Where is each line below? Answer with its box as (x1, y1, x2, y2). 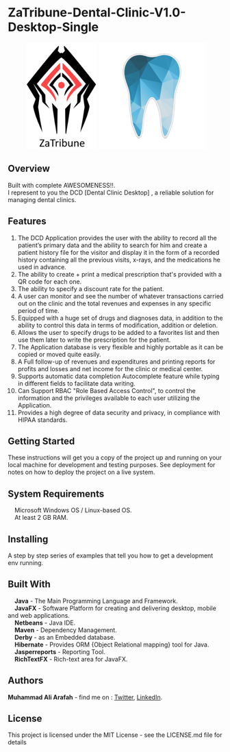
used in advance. (17, 262, 67, 271)
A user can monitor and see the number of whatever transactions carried (17, 292, 224, 300)
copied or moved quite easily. (17, 350, 101, 358)
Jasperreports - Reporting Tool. (14, 647, 105, 655)
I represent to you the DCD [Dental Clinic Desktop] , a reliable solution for (8, 188, 214, 197)
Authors (8, 675, 44, 686)
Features (8, 216, 47, 227)
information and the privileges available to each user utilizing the (17, 394, 201, 402)
